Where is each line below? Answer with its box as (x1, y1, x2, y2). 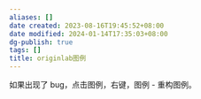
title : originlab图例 (9, 54, 87, 63)
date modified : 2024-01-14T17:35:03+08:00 (9, 29, 168, 38)
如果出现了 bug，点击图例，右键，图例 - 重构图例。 (9, 80, 197, 89)
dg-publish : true (9, 37, 73, 47)
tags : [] (9, 46, 42, 55)
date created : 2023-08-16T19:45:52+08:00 (9, 21, 165, 30)
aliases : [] (9, 12, 53, 22)
